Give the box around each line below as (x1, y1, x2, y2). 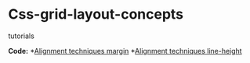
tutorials (8, 31, 35, 40)
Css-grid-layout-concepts (8, 5, 184, 23)
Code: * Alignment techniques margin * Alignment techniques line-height (8, 46, 242, 55)
